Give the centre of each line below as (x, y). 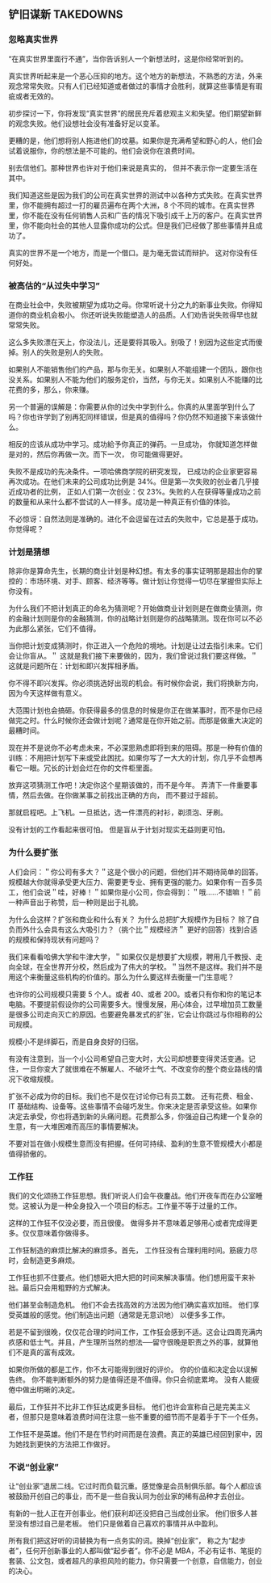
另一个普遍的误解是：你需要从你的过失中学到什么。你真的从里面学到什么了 (132, 406)
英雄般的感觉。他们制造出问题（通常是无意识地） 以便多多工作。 (122, 1315)
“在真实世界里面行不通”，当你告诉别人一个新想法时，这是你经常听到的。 (128, 58)
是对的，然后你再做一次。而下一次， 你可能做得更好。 (98, 454)
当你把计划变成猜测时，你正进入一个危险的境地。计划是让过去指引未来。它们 (135, 646)
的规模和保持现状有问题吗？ (54, 939)
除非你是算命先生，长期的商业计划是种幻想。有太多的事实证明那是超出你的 (132, 571)
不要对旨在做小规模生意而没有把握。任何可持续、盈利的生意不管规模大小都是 (135, 1143)
